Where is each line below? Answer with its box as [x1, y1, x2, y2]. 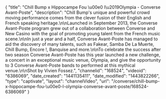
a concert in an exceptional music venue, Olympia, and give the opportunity [5, 57, 161, 63]
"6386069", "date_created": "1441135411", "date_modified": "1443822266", [5, 73, 160, 79]
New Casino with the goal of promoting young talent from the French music [5, 31, 160, 36]
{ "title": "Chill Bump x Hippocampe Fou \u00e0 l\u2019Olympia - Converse [5, 4, 161, 10]
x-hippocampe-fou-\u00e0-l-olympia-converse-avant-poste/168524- [5, 84, 149, 89]
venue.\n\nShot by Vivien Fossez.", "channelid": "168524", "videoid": [5, 68, 146, 74]
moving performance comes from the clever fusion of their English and [5, 15, 151, 20]
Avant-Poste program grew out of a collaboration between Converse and [5, 25, 155, 31]
